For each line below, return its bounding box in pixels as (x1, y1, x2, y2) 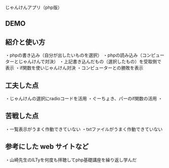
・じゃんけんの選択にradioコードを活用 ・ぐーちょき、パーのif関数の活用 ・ (5, 96, 163, 102)
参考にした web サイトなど (5, 142, 89, 151)
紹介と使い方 (5, 37, 46, 47)
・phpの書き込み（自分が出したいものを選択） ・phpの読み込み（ (5, 52, 143, 58)
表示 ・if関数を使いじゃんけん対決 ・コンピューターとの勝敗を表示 (5, 65, 144, 71)
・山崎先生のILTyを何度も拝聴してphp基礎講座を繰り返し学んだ (5, 156, 137, 163)
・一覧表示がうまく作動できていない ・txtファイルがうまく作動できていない (5, 126, 163, 132)
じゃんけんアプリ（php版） (5, 5, 62, 10)
